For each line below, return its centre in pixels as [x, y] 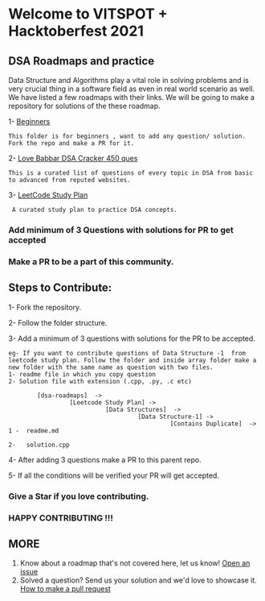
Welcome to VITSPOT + [88, 14]
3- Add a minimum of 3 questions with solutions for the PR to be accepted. [132, 338]
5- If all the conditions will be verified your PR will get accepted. [114, 475]
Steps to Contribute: [60, 288]
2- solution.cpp [39, 445]
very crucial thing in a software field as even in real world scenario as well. [132, 89]
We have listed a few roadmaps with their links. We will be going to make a [132, 97]
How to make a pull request [65, 589]
